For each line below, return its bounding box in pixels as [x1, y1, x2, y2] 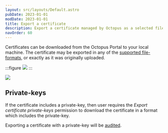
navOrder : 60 [5, 30, 32, 35]
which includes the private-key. [5, 113, 70, 119]
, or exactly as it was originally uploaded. [20, 55, 105, 60]
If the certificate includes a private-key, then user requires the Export [5, 102, 147, 108]
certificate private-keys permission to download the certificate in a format [5, 107, 157, 113]
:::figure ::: [5, 65, 32, 71]
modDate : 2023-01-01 [5, 16, 48, 21]
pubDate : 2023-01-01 [5, 12, 48, 17]
